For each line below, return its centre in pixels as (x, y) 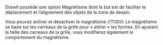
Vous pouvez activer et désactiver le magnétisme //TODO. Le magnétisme (81, 22)
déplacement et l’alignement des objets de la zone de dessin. (68, 12)
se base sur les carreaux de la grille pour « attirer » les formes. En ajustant (81, 27)
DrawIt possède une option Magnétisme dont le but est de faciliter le (76, 7)
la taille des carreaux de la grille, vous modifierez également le (69, 32)
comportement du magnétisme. (37, 37)
